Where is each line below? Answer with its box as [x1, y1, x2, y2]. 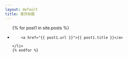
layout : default [5, 7, 38, 12]
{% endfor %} [12, 48, 39, 53]
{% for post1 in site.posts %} [12, 25, 69, 30]
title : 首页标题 [5, 12, 35, 16]
